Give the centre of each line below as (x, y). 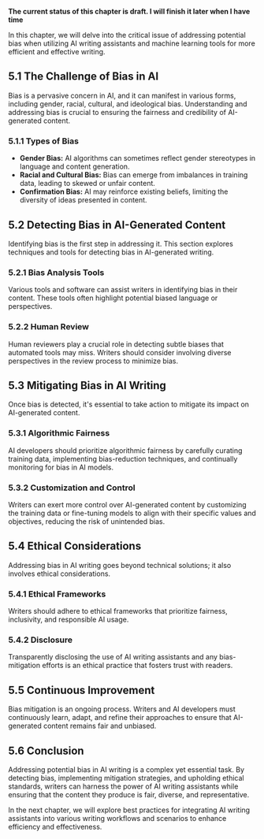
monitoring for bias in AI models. (61, 467)
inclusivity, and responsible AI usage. (69, 620)
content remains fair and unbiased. (100, 726)
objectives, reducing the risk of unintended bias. (87, 521)
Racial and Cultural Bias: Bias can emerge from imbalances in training (134, 175)
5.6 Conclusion (46, 750)
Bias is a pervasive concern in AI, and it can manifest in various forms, (122, 95)
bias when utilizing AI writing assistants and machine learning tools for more (132, 43)
